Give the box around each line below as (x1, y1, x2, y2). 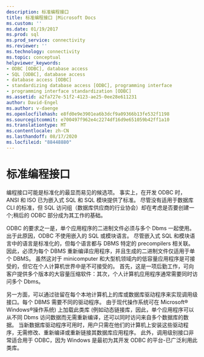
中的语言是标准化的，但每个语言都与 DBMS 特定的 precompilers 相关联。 (11, 239, 194, 247)
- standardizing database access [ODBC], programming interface (6, 83, 172, 89)
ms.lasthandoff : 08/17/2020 (6, 133, 78, 140)
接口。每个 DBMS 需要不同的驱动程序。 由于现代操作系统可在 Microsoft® (6, 298, 188, 305)
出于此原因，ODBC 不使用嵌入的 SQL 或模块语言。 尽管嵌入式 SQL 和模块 (6, 232, 190, 239)
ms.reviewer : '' (6, 43, 47, 49)
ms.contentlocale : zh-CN (6, 128, 69, 134)
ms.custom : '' (6, 20, 42, 26)
